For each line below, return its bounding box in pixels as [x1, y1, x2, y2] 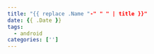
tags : [7, 23, 23, 30]
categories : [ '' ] [7, 36, 59, 43]
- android [13, 29, 43, 37]
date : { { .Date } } [7, 17, 62, 24]
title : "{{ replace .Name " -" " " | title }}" [7, 10, 148, 18]
